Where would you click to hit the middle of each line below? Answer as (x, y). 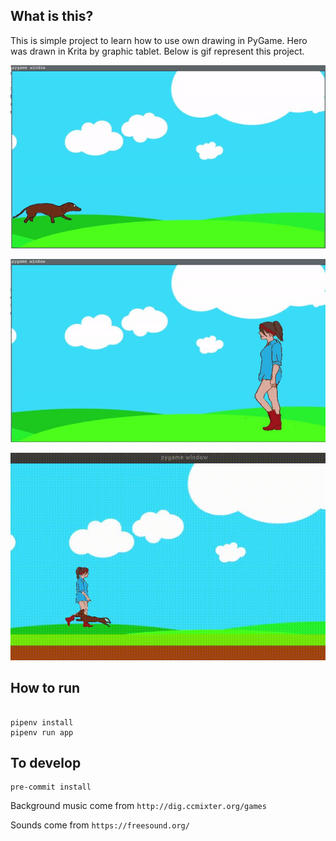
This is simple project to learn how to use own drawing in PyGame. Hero (159, 40)
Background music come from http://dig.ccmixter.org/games (138, 806)
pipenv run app (42, 732)
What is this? (52, 16)
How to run (45, 688)
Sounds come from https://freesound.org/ (100, 825)
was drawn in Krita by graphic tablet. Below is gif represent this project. (157, 51)
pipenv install (42, 722)
